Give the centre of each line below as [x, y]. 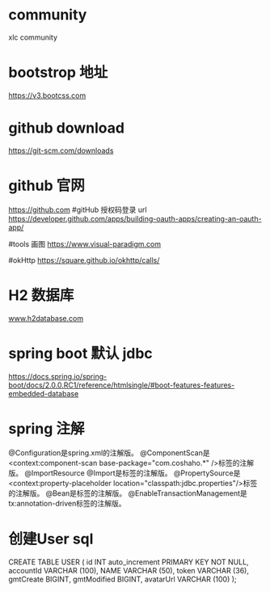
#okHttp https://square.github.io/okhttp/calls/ [84, 260]
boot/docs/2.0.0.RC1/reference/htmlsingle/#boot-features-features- [122, 385]
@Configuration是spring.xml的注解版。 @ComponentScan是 [109, 452]
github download [67, 128]
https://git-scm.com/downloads [61, 150]
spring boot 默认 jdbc [81, 353]
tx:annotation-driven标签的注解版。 [67, 503]
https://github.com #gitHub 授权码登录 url [78, 209]
